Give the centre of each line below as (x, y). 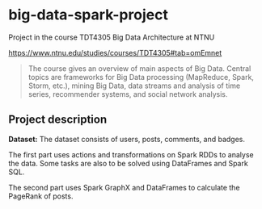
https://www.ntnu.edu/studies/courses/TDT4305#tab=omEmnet (115, 52)
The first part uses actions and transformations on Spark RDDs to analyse (131, 154)
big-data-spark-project (88, 15)
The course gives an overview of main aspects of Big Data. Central (139, 68)
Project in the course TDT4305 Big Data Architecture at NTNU (112, 37)
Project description (58, 120)
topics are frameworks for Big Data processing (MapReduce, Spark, (141, 77)
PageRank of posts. (41, 196)
